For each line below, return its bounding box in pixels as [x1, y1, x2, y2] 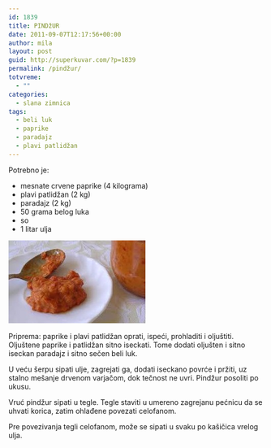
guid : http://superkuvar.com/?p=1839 [8, 56, 136, 64]
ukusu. [8, 381, 31, 391]
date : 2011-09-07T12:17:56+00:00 [8, 30, 122, 38]
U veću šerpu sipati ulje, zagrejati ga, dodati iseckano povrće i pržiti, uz [8, 364, 247, 374]
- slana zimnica [15, 98, 71, 107]
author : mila [8, 39, 53, 47]
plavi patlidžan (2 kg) [19, 189, 91, 199]
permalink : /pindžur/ [8, 65, 82, 73]
